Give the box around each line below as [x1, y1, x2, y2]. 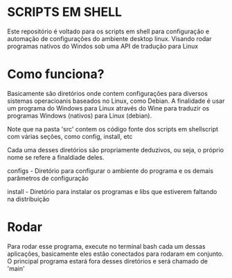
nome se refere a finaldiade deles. [7, 153, 105, 161]
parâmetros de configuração [7, 174, 89, 182]
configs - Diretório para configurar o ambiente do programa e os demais [7, 166, 213, 174]
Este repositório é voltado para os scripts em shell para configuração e [7, 27, 210, 35]
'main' [7, 264, 26, 272]
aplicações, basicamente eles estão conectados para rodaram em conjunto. [7, 250, 224, 258]
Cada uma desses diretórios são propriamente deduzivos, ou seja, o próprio [7, 145, 224, 154]
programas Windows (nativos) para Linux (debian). [7, 111, 152, 120]
